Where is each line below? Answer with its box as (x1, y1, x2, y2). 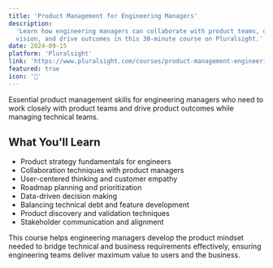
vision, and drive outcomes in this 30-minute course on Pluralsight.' (15, 34, 264, 43)
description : (8, 19, 53, 28)
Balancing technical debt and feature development (19, 200, 189, 210)
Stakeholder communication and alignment (19, 217, 164, 227)
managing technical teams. (8, 111, 99, 122)
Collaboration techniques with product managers (19, 166, 184, 175)
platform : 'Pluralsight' (8, 50, 93, 58)
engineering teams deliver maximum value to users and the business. (8, 250, 241, 260)
